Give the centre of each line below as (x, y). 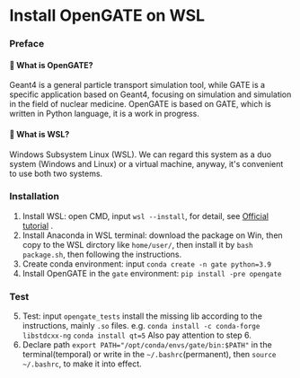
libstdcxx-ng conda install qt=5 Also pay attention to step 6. (137, 335)
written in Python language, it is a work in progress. (105, 114)
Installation (35, 197)
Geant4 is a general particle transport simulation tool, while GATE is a (137, 85)
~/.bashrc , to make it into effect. (82, 364)
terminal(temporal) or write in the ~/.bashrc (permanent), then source (149, 355)
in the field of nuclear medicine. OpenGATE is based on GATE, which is (140, 104)
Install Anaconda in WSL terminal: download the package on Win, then (152, 235)
